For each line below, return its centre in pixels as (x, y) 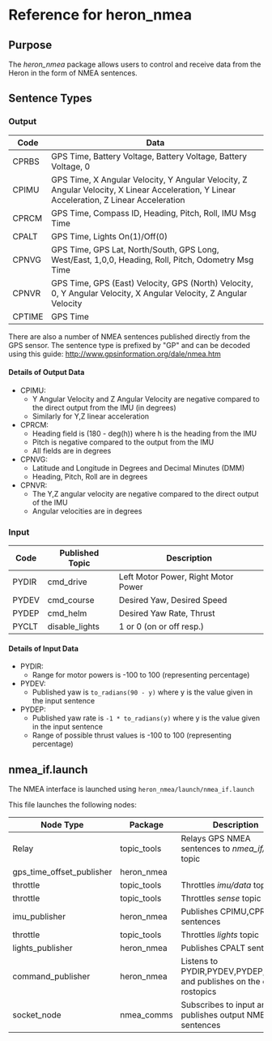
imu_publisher (39, 917)
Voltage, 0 (71, 166)
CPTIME (28, 316)
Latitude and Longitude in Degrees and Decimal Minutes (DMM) (138, 467)
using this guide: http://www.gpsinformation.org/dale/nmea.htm (115, 354)
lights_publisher (42, 949)
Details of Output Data (47, 372)
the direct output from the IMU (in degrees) (104, 407)
